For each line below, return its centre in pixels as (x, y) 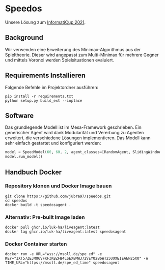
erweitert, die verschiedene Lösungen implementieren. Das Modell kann (78, 138)
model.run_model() (24, 157)
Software (19, 115)
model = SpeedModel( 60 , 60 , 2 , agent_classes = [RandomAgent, (68, 152)
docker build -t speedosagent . (38, 205)
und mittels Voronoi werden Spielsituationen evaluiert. (60, 60)
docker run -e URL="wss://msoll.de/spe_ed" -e (54, 254)
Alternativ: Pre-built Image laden (45, 217)
